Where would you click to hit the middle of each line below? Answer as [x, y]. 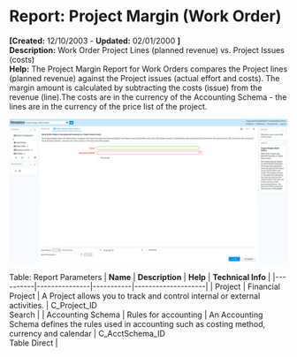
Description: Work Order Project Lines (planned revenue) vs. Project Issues [147, 49]
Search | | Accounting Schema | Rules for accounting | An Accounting [136, 315]
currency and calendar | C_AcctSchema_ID [88, 333]
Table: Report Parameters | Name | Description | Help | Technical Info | [140, 277]
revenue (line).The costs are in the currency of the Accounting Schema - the [148, 97]
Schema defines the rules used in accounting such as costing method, [137, 323]
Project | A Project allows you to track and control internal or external [135, 296]
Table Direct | [34, 343]
